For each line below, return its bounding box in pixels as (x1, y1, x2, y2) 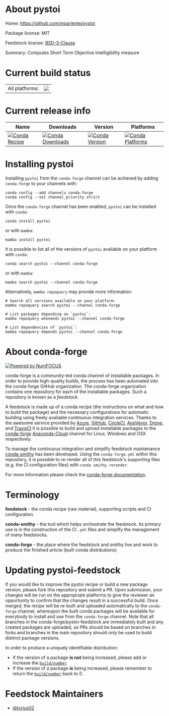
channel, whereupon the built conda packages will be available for (17, 608, 155, 614)
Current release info (5, 105, 91, 117)
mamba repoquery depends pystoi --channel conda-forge (5, 329, 123, 334)
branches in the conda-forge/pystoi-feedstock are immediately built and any (5, 619, 164, 625)
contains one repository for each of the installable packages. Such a (5, 389, 147, 395)
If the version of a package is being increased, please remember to (12, 665, 152, 671)
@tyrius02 (12, 705, 34, 711)
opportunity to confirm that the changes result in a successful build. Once (5, 597, 158, 603)
